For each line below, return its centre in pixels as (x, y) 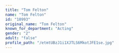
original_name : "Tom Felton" (36, 24)
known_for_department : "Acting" (39, 29)
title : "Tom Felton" (27, 10)
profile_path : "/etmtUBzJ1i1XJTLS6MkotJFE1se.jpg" (60, 43)
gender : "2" (18, 33)
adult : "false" (21, 38)
